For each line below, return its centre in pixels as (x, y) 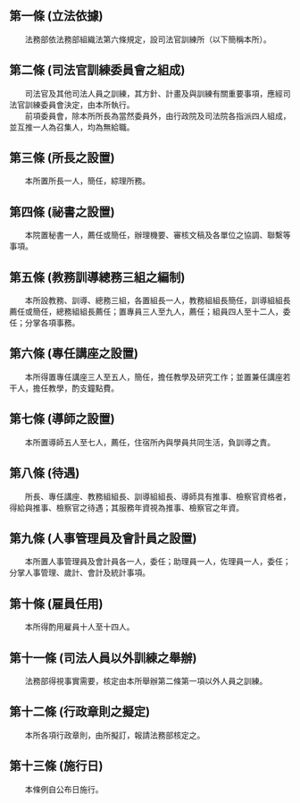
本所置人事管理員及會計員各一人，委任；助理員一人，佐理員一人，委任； (158, 562)
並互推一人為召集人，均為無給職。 (72, 127)
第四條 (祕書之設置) (62, 211)
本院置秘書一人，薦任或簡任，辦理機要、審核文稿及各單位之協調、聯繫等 (158, 235)
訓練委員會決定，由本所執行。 (79, 105)
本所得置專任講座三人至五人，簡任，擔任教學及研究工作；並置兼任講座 (154, 376)
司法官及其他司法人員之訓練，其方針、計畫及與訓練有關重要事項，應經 (154, 93)
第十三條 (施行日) (56, 766)
